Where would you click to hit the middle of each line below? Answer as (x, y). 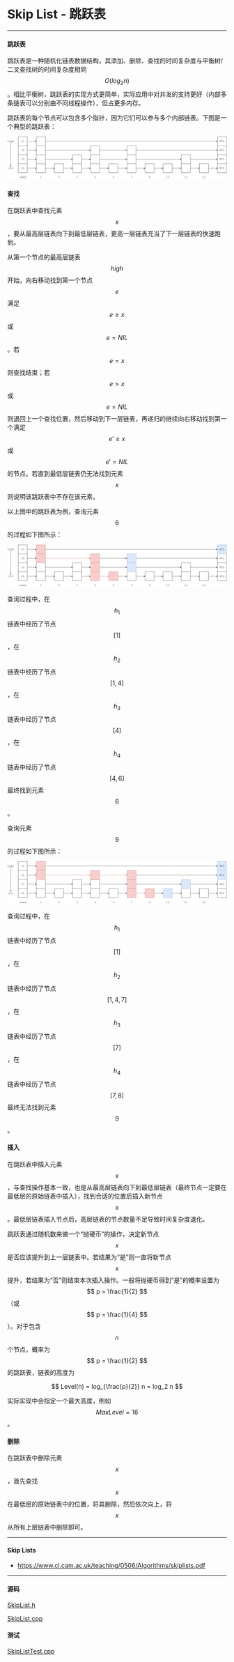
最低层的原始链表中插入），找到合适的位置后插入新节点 (85, 1197)
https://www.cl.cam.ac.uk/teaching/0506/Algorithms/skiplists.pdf (111, 1566)
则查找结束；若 (29, 372)
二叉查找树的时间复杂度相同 (47, 70)
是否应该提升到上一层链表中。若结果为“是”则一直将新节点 (89, 1257)
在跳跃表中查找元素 (35, 210)
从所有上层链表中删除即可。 (47, 1528)
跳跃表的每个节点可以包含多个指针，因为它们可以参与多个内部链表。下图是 (114, 117)
